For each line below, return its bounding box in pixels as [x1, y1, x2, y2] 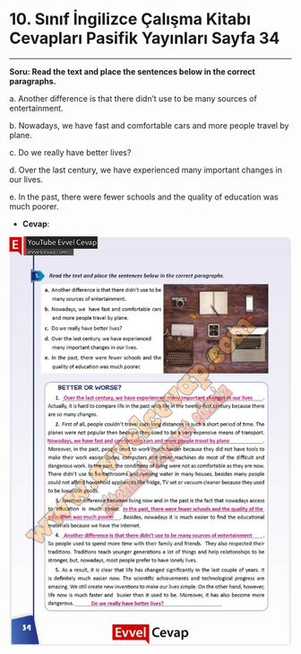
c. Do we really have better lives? [9, 146, 132, 157]
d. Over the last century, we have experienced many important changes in [9, 164, 282, 175]
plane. [9, 129, 33, 140]
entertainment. [9, 102, 64, 113]
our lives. [9, 173, 43, 184]
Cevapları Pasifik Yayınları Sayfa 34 [9, 28, 280, 49]
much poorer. [9, 200, 59, 211]
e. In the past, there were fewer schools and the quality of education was [9, 191, 279, 202]
